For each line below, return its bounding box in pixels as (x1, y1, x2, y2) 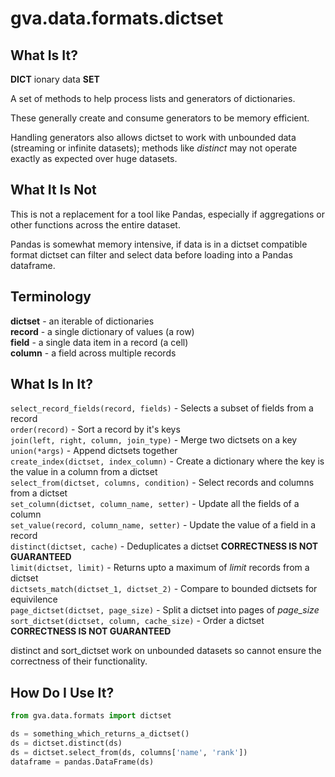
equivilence (10, 593, 58, 606)
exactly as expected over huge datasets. (10, 153, 178, 164)
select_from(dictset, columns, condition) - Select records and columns (10, 477, 315, 489)
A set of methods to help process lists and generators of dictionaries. (10, 93, 296, 104)
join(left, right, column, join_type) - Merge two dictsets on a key (10, 434, 298, 446)
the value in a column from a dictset (10, 466, 158, 478)
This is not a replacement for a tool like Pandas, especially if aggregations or (10, 208, 325, 220)
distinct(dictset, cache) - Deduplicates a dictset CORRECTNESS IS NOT (10, 540, 319, 552)
